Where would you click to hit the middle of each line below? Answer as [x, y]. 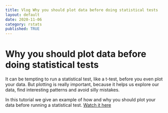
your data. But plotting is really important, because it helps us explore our [82, 84]
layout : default [22, 15]
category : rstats [24, 24]
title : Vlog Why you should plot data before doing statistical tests [82, 10]
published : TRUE [22, 29]
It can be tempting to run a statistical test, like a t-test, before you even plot [84, 79]
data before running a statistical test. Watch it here [58, 105]
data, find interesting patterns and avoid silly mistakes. [62, 90]
